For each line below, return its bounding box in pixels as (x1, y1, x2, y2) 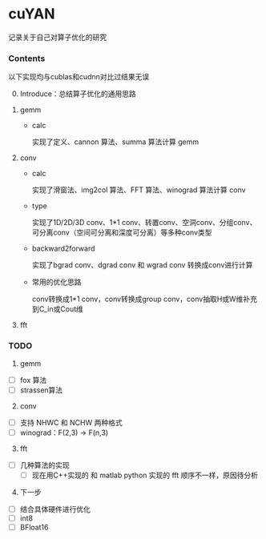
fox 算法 (19, 375, 47, 384)
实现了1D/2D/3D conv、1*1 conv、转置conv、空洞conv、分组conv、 (31, 218, 257, 227)
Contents (8, 53, 46, 64)
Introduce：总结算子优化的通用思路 (19, 89, 136, 99)
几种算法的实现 (19, 460, 70, 469)
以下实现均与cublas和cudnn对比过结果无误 (8, 72, 150, 82)
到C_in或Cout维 (31, 304, 84, 314)
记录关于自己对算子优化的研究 (8, 32, 107, 42)
